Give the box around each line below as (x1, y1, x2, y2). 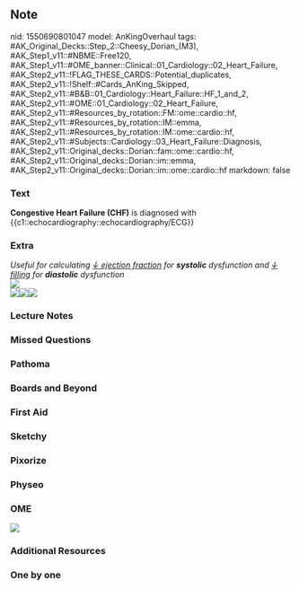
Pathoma (10, 358, 50, 371)
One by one (10, 568, 62, 581)
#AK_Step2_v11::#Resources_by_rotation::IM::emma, (10, 117, 202, 127)
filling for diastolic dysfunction (10, 269, 125, 280)
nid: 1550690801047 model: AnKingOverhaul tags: (10, 31, 197, 41)
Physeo (10, 478, 44, 490)
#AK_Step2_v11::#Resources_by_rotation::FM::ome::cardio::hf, (10, 107, 237, 118)
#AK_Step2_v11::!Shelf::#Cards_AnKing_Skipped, (10, 78, 189, 89)
